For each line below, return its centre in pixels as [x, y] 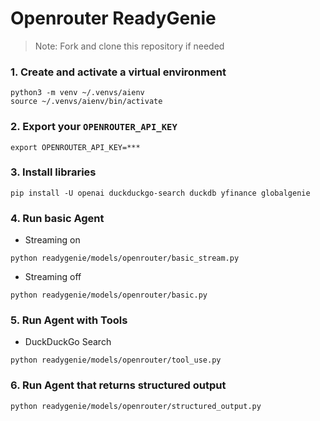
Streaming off [53, 277]
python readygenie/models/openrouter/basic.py [109, 295]
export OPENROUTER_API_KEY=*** [75, 147]
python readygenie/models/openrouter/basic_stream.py [125, 258]
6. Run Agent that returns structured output [118, 385]
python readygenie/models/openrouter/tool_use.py [116, 360]
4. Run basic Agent [57, 218]
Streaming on [52, 240]
